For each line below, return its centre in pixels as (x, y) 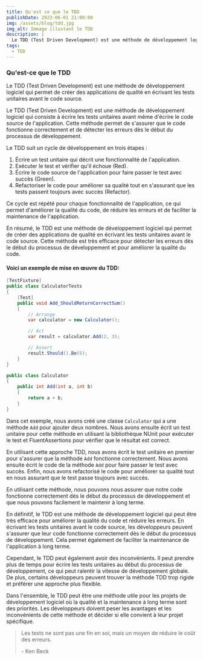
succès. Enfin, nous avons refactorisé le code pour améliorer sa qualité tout (100, 471)
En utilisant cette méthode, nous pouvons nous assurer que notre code (95, 489)
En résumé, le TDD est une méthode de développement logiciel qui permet (99, 228)
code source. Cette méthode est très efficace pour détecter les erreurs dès (100, 241)
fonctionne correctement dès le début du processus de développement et (98, 496)
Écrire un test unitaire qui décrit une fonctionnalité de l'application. (98, 160)
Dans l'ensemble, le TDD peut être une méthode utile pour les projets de (96, 595)
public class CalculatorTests (44, 286)
